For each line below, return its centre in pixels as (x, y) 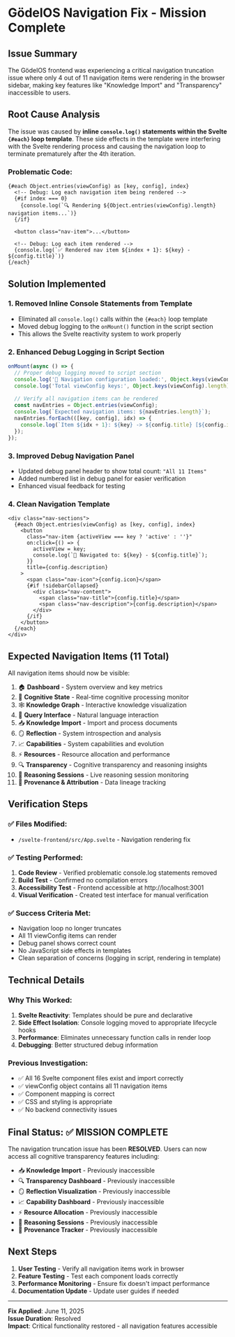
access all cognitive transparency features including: (84, 1157)
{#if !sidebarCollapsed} (62, 586)
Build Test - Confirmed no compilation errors (83, 880)
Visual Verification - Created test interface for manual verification (113, 895)
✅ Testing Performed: (45, 857)
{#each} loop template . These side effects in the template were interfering (114, 138)
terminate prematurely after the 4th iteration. (72, 153)
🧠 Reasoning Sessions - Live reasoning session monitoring (103, 775)
